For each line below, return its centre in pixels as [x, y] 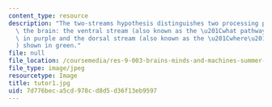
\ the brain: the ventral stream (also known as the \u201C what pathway [141, 31]
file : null [27, 53]
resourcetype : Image [43, 76]
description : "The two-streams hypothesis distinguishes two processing [134, 23]
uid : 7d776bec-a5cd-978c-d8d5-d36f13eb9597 [83, 91]
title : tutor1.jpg [39, 83]
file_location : [34, 61]
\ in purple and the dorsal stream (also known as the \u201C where [132, 38]
